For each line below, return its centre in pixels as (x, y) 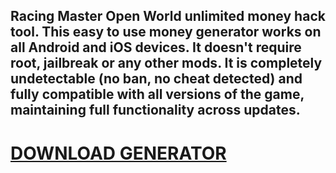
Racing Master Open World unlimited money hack (168, 16)
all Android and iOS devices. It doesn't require (156, 47)
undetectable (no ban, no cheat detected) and (156, 79)
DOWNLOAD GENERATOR (118, 153)
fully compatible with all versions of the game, (157, 94)
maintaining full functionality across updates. (155, 110)
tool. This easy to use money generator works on (166, 32)
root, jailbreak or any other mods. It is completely (166, 63)
